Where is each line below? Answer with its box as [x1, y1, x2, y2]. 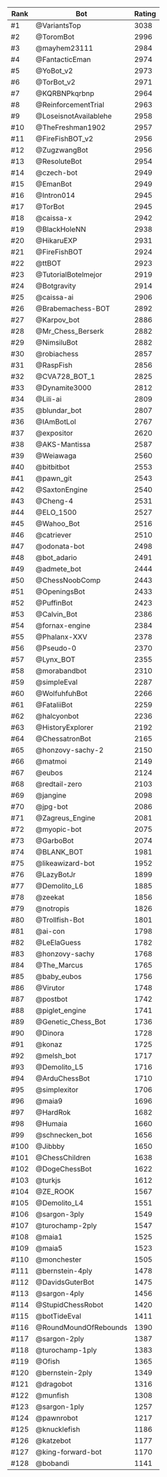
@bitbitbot [35, 463, 70, 472]
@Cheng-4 [35, 496, 74, 506]
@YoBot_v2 [35, 66, 73, 75]
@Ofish [35, 1356, 61, 1366]
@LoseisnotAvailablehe [35, 111, 113, 121]
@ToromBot [35, 32, 75, 41]
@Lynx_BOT [35, 655, 76, 664]
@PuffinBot [35, 598, 73, 608]
